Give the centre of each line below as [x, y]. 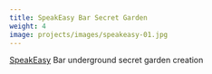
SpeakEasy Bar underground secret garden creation [106, 60]
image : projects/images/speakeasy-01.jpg [89, 34]
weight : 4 [28, 26]
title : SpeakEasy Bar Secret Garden [78, 18]
